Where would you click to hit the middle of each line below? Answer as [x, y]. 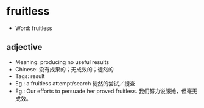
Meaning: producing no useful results [62, 62]
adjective [24, 47]
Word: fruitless [33, 28]
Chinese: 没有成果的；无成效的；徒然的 [64, 69]
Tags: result [30, 76]
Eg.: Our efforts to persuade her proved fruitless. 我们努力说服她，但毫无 [106, 91]
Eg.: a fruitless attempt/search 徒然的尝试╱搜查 [75, 83]
